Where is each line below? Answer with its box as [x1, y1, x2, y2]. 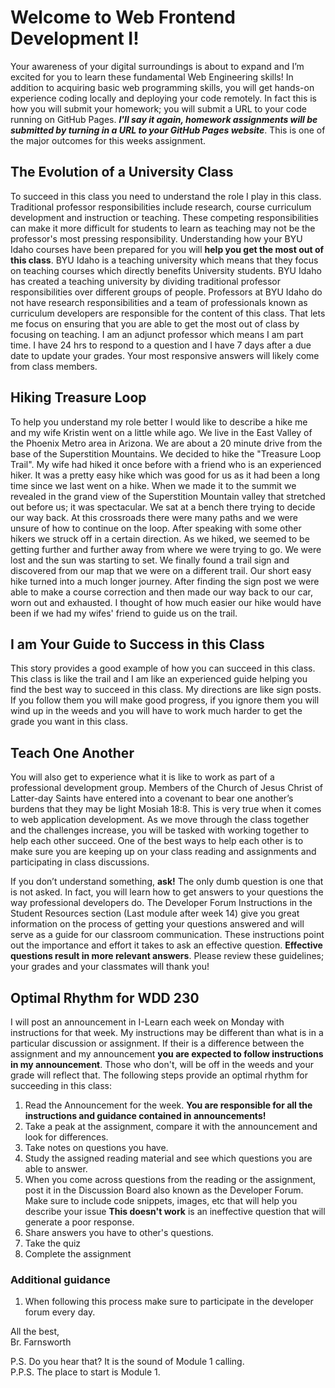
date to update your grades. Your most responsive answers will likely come [10, 349, 320, 361]
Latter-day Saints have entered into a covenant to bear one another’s [10, 792, 294, 805]
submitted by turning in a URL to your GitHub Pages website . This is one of [10, 124, 326, 136]
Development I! [10, 27, 140, 50]
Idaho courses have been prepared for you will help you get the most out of [10, 243, 325, 255]
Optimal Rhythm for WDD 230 [10, 989, 200, 1006]
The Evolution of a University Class [10, 164, 234, 181]
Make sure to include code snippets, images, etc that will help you [24, 1195, 298, 1206]
